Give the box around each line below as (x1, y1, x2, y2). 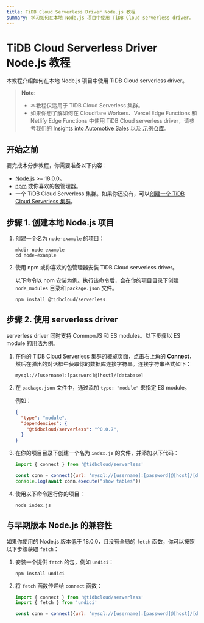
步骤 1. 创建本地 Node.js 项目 (6, 217, 114, 228)
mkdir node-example (15, 247, 65, 253)
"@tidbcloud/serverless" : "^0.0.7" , (26, 426, 119, 432)
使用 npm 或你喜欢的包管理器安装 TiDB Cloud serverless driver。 (15, 264, 178, 271)
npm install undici (15, 570, 65, 577)
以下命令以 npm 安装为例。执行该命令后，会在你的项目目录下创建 (15, 277, 179, 284)
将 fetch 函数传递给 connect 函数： (15, 581, 102, 589)
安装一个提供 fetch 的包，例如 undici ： (15, 558, 114, 566)
